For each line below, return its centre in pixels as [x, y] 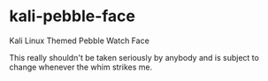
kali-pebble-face [72, 16]
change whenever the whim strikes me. [81, 67]
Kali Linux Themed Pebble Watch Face [80, 40]
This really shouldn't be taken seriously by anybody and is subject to [134, 57]
